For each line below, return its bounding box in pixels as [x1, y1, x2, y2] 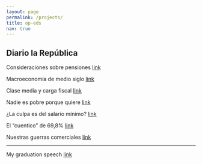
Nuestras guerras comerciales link [6, 133, 91, 141]
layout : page [6, 8, 39, 15]
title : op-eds [6, 20, 42, 26]
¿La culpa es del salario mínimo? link [6, 111, 97, 118]
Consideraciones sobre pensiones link [6, 64, 101, 71]
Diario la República [6, 47, 78, 58]
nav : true [6, 25, 31, 32]
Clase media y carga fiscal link [6, 87, 82, 94]
